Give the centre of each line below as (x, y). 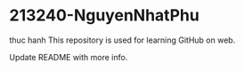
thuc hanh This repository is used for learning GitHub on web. (122, 40)
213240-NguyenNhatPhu (105, 16)
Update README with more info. (69, 57)
